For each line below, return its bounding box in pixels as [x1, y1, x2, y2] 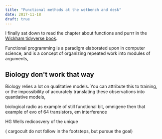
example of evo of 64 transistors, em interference [5, 109, 107, 115]
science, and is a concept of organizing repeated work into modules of [5, 50, 151, 56]
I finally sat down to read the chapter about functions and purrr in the [5, 30, 147, 36]
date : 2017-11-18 [5, 12, 41, 17]
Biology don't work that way [5, 70, 94, 79]
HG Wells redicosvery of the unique [5, 119, 78, 125]
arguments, [5, 56, 29, 62]
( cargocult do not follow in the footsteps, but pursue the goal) [5, 128, 133, 135]
